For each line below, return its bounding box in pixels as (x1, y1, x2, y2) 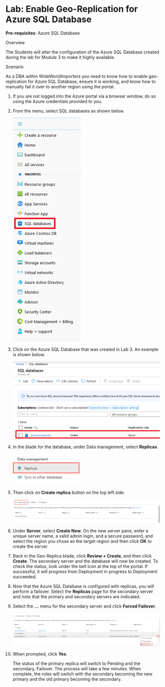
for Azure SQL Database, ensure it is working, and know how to (28, 78, 156, 84)
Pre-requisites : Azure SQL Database (5, 30, 80, 36)
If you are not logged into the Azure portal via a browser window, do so (12, 93, 156, 99)
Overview (5, 39, 25, 45)
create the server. (12, 543, 48, 550)
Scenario (5, 64, 24, 70)
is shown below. (12, 352, 46, 357)
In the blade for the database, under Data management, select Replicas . (12, 444, 159, 450)
